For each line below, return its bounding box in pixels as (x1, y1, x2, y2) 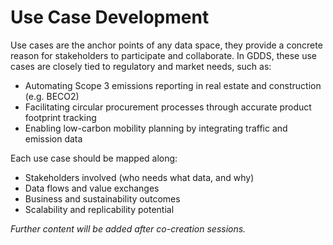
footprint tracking (24, 111, 97, 123)
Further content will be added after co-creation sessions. (10, 222, 247, 235)
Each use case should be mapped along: (10, 152, 178, 164)
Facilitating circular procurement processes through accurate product (24, 101, 312, 113)
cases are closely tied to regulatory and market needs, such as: (10, 60, 272, 72)
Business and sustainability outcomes (24, 192, 181, 205)
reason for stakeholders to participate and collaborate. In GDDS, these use (10, 49, 317, 61)
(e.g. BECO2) (24, 90, 80, 102)
